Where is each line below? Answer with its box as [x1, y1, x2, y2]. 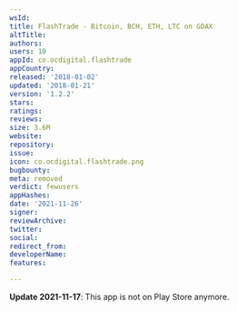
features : [9, 258, 47, 268]
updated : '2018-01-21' [9, 81, 95, 90]
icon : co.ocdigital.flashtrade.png [9, 156, 144, 166]
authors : [9, 38, 43, 48]
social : [9, 233, 39, 242]
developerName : [9, 250, 67, 259]
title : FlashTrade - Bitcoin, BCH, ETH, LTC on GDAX [9, 22, 213, 31]
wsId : [9, 13, 30, 23]
